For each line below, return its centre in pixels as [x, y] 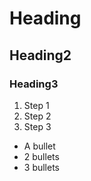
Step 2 [37, 116]
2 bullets [41, 156]
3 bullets [42, 167]
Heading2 [40, 55]
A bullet [39, 146]
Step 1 [36, 105]
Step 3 [37, 126]
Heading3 [34, 84]
